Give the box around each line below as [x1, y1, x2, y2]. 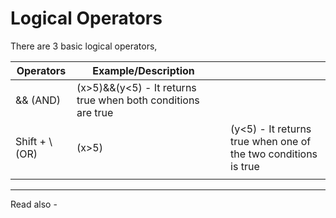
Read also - [10, 198, 58, 210]
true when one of [230, 134, 312, 148]
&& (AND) [15, 93, 62, 107]
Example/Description [92, 63, 195, 77]
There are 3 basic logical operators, [10, 40, 158, 52]
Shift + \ [15, 134, 53, 148]
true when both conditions [76, 93, 200, 107]
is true [230, 159, 260, 173]
